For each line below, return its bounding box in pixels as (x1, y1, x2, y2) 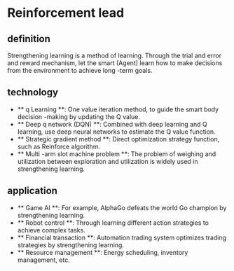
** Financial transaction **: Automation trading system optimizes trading (17, 233, 226, 242)
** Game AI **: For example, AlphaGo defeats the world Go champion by (17, 203, 227, 211)
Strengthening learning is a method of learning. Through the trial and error (7, 51, 222, 60)
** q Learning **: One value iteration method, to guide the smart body (17, 105, 219, 113)
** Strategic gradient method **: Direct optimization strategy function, (17, 134, 220, 143)
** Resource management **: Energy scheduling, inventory (17, 248, 188, 256)
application (7, 185, 58, 197)
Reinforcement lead (7, 5, 125, 21)
